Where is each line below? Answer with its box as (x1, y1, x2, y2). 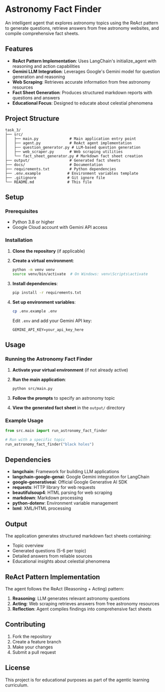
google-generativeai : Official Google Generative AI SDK (12, 479, 128, 485)
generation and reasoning (12, 73, 65, 80)
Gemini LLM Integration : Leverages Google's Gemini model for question (12, 68, 160, 74)
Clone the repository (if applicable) (12, 248, 85, 254)
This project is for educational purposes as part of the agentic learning (5, 677, 150, 683)
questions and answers (12, 95, 60, 101)
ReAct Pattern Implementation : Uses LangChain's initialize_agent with (12, 58, 157, 64)
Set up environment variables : (12, 299, 76, 305)
